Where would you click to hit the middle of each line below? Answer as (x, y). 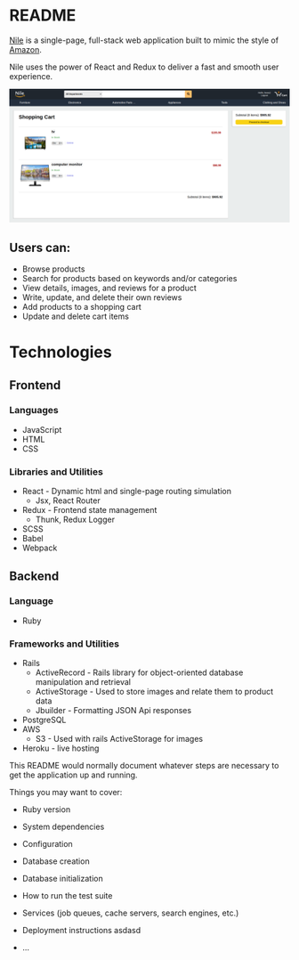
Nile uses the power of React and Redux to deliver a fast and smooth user (144, 67)
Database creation (56, 861)
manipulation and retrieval (83, 682)
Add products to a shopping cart (82, 306)
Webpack (40, 548)
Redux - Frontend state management (89, 510)
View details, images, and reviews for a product (109, 288)
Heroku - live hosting (61, 748)
